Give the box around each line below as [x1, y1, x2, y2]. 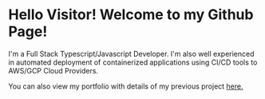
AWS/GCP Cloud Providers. [8, 65, 98, 75]
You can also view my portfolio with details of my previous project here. [8, 81, 243, 91]
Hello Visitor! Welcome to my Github [8, 6, 254, 24]
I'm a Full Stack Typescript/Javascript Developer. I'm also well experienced [8, 49, 255, 58]
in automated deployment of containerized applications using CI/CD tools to [8, 57, 258, 67]
